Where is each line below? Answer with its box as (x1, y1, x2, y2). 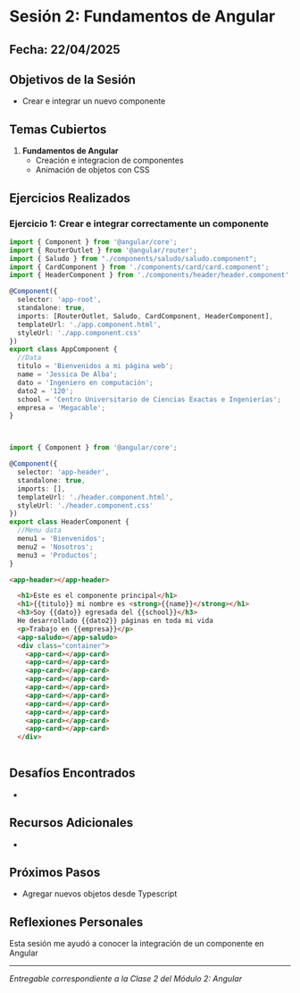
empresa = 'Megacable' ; (17, 403, 105, 412)
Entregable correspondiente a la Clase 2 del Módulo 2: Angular (9, 973, 243, 984)
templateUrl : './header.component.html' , (17, 492, 174, 501)
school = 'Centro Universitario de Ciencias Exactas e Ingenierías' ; (17, 395, 281, 404)
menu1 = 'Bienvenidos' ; (17, 534, 105, 543)
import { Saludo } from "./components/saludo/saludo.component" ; (9, 254, 257, 263)
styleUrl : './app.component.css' (17, 328, 142, 337)
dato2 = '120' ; (17, 386, 74, 395)
